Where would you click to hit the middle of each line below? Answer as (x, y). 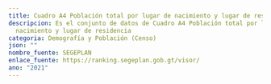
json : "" (23, 46)
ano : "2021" (28, 68)
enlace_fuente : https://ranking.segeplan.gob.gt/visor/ (104, 61)
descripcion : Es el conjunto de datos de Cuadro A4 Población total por (133, 23)
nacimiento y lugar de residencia (73, 30)
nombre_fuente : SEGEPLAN (50, 53)
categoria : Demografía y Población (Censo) (83, 38)
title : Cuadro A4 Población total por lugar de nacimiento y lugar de (129, 16)
